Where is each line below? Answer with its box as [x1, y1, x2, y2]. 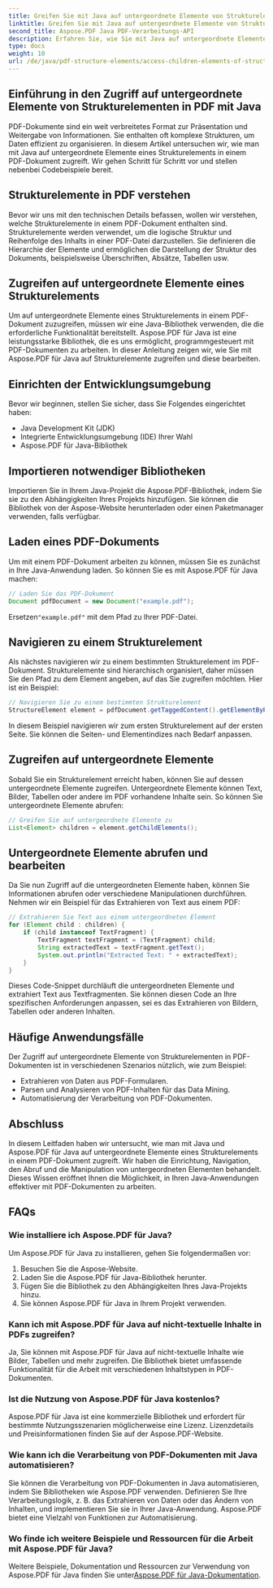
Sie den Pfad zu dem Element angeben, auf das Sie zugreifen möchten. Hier [8, 674, 263, 684]
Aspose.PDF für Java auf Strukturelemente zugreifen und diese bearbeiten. [8, 354, 261, 364]
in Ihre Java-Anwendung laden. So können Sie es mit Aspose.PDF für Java [8, 565, 258, 575]
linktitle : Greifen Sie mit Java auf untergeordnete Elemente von [8, 19, 238, 28]
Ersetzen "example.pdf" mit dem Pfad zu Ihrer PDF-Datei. [8, 612, 198, 621]
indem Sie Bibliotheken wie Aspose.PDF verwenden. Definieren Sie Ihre [8, 1486, 248, 1496]
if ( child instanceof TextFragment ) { [23, 928, 154, 937]
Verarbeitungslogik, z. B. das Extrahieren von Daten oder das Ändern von [8, 1495, 253, 1505]
